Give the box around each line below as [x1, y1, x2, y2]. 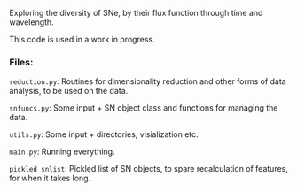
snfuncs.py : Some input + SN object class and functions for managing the [9, 103, 278, 113]
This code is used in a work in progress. [9, 35, 155, 44]
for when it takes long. [9, 173, 91, 184]
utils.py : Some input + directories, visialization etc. [9, 129, 199, 140]
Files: [9, 56, 34, 68]
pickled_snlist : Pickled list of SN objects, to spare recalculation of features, [9, 164, 288, 174]
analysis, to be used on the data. [9, 86, 129, 96]
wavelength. [9, 17, 55, 27]
